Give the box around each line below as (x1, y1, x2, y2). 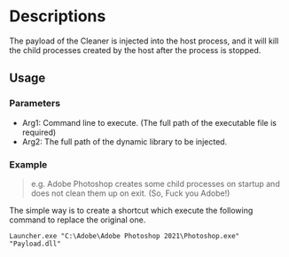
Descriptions (9, 6, 106, 27)
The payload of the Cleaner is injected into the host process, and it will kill (9, 35, 279, 46)
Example (9, 158, 48, 170)
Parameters (9, 97, 60, 110)
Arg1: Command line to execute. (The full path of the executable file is (21, 117, 277, 128)
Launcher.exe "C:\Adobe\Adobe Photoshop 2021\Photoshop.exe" (9, 231, 240, 240)
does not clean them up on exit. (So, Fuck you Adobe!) (30, 188, 230, 199)
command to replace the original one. (9, 214, 146, 225)
